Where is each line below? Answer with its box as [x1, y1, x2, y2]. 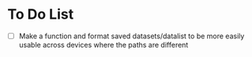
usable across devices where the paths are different [18, 41, 189, 49]
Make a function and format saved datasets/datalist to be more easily [18, 31, 245, 41]
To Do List [7, 5, 74, 23]
